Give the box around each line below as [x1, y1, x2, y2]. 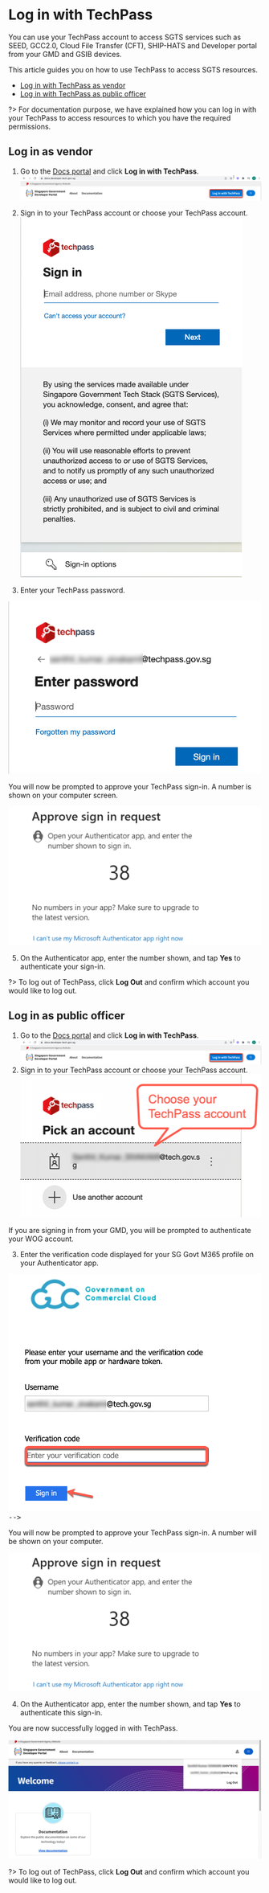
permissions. [8, 121, 51, 131]
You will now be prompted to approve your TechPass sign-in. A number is [8, 782, 251, 792]
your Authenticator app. [19, 1258, 99, 1268]
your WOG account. [8, 1234, 74, 1244]
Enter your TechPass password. [19, 585, 126, 596]
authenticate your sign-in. [19, 961, 106, 971]
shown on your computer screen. [8, 790, 118, 801]
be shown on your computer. [8, 1537, 104, 1547]
